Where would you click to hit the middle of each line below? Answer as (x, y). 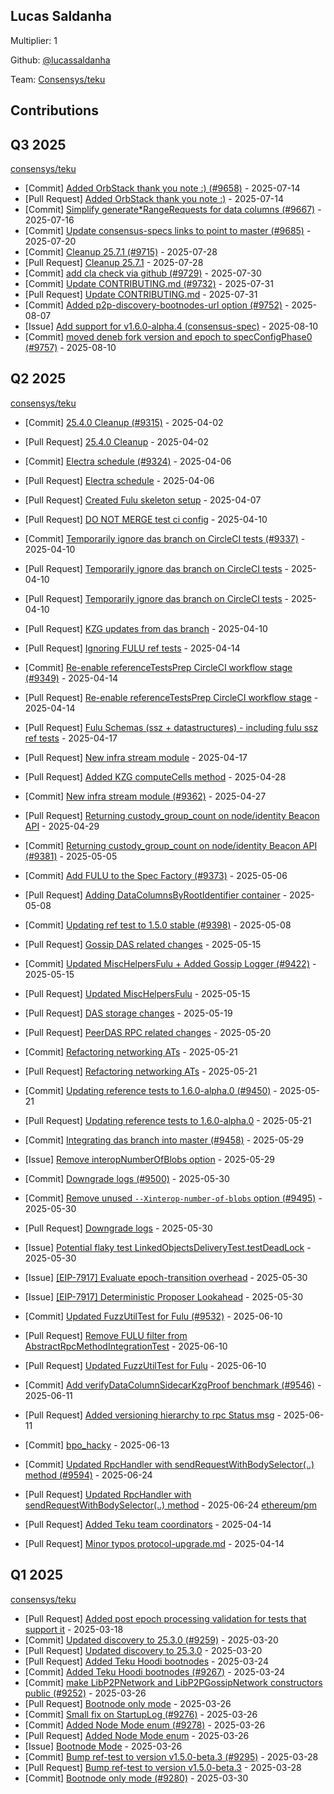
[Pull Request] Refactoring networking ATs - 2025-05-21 (141, 1071)
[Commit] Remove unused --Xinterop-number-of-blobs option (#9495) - (173, 1198)
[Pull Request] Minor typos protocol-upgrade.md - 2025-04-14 (154, 1543)
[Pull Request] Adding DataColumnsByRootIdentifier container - (156, 895)
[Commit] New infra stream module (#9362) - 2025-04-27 (145, 796)
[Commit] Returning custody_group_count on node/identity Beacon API (171, 845)
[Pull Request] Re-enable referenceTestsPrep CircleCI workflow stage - (171, 697)
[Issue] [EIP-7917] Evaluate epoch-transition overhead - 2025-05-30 (166, 1277)
